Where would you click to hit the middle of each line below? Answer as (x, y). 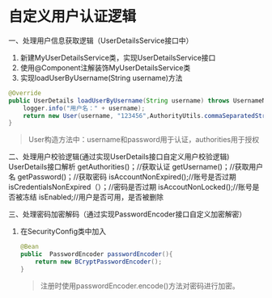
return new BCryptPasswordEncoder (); (99, 262)
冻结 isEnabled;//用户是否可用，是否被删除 (93, 197)
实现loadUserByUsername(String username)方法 (101, 78)
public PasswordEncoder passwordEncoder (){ (96, 254)
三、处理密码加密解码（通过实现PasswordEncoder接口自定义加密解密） (127, 214)
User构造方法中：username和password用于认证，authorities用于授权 (144, 140)
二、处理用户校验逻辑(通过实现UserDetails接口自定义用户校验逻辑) (119, 157)
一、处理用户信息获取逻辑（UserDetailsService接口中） (101, 40)
